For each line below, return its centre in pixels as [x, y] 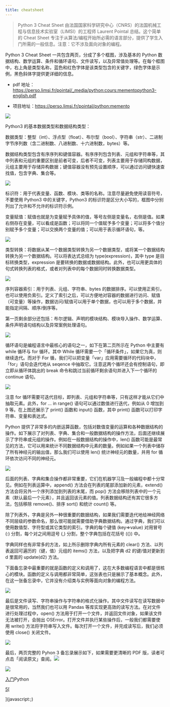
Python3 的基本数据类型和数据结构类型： [48, 126]
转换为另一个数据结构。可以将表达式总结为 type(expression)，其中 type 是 [83, 256]
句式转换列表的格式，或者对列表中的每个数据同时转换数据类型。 [72, 268]
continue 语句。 [22, 377]
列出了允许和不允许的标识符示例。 [41, 206]
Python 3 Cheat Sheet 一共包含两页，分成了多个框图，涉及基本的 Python [81, 55]
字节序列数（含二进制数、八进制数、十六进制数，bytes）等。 [69, 143]
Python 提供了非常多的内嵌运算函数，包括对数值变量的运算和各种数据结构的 [84, 427]
